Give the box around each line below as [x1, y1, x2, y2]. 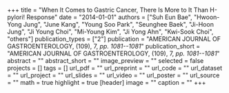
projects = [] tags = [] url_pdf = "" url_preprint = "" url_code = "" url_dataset [7, 64, 223, 72]
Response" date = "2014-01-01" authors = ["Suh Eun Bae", [26, 13, 192, 21]
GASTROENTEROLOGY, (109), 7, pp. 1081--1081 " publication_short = [7, 42, 201, 50]
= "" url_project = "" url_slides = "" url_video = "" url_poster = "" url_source [7, 71, 220, 79]
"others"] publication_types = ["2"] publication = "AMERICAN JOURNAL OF [7, 35, 221, 43]
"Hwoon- [193, 13, 220, 21]
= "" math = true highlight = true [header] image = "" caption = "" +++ [7, 79, 206, 86]
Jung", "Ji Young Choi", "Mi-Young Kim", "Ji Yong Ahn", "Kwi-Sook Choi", [7, 27, 214, 36]
